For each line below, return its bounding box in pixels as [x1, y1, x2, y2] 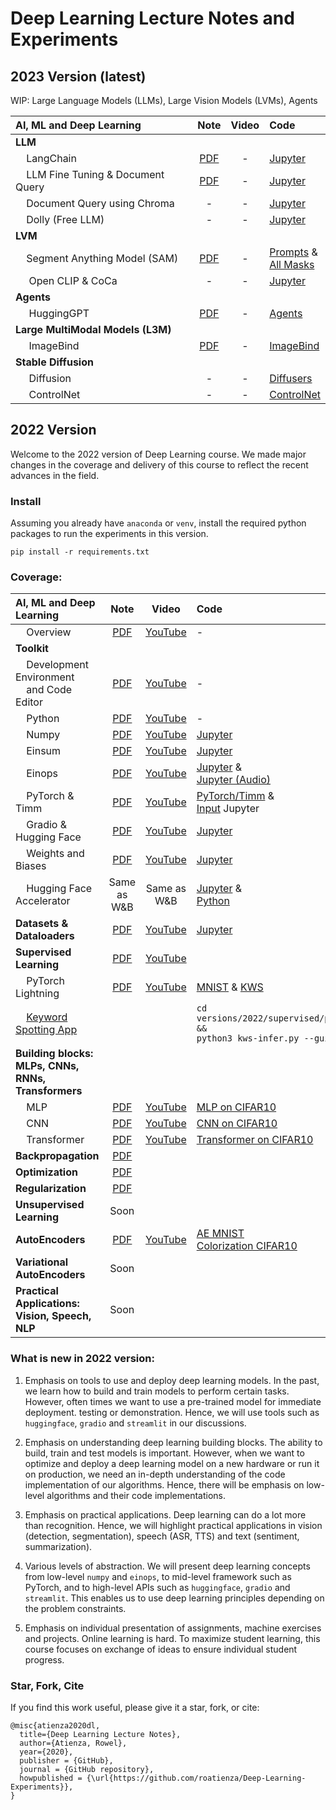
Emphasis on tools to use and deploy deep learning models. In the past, [24, 1374, 320, 1386]
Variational [15, 1255, 69, 1269]
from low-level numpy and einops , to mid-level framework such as [24, 1570, 292, 1582]
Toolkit [15, 642, 49, 656]
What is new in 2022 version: [10, 1352, 155, 1366]
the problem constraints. [24, 1602, 127, 1614]
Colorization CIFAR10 [196, 1239, 298, 1253]
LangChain [26, 152, 77, 165]
